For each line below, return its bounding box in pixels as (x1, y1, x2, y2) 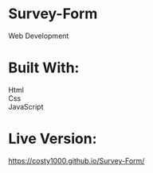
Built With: (8, 59, 80, 77)
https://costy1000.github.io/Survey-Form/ (8, 156, 145, 165)
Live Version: (8, 130, 97, 148)
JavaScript (8, 102, 44, 111)
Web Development (8, 31, 69, 40)
